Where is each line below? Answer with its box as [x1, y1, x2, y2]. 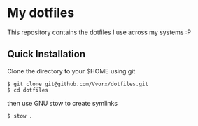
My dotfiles [7, 5, 75, 21]
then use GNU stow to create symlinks [7, 99, 118, 107]
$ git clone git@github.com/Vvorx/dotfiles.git [7, 80, 149, 87]
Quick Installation [7, 48, 86, 60]
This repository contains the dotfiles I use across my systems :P [7, 28, 192, 36]
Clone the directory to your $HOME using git [7, 66, 136, 75]
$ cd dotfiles [7, 86, 49, 94]
